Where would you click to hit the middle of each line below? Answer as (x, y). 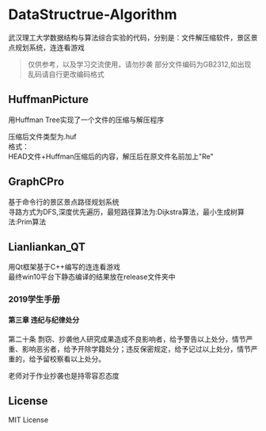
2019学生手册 (34, 299)
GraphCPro (36, 182)
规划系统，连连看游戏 (49, 47)
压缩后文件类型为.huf (42, 136)
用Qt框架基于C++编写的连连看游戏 (65, 267)
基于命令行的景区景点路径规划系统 (64, 202)
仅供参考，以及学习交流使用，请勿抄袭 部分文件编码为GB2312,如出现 (139, 64)
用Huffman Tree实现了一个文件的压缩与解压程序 (86, 120)
